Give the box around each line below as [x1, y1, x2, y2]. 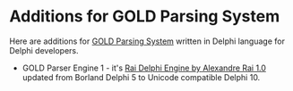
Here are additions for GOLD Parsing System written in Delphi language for [9, 36, 285, 46]
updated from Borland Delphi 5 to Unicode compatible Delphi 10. [22, 71, 261, 82]
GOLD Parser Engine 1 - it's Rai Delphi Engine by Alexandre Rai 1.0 [22, 62, 267, 73]
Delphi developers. [9, 45, 79, 55]
